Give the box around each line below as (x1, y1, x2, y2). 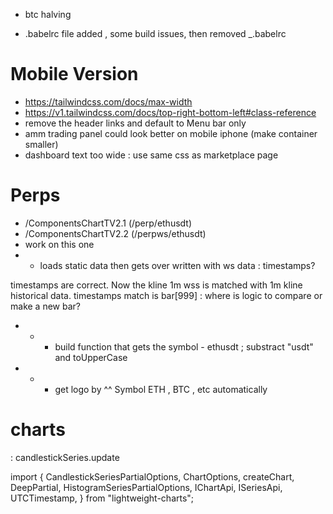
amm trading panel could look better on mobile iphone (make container (24, 127, 318, 139)
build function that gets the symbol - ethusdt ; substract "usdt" (54, 340, 314, 353)
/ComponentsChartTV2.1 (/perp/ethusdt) (24, 217, 193, 229)
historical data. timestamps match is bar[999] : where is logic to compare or (10, 289, 323, 301)
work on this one (24, 238, 95, 250)
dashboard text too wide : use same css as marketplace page (24, 149, 279, 161)
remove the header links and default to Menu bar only (24, 117, 247, 129)
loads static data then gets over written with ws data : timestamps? (39, 259, 316, 271)
